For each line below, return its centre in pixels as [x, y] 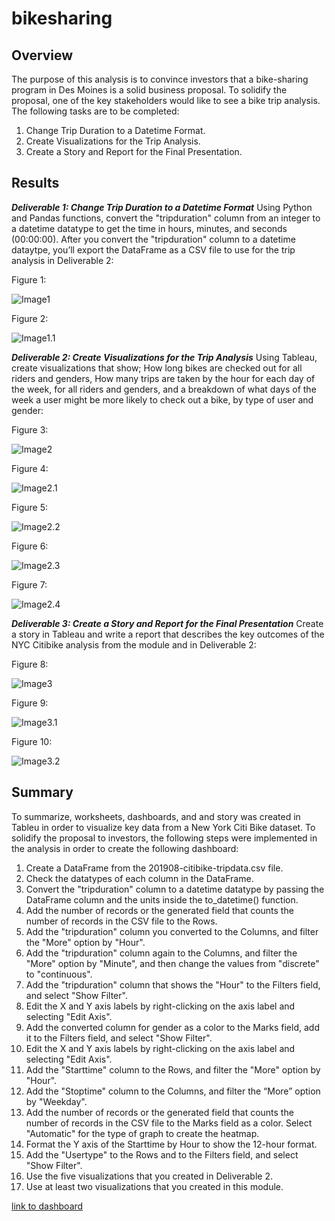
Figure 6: [30, 546]
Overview [42, 55]
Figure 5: [29, 507]
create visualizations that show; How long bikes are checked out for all [157, 368]
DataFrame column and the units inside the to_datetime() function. [162, 899]
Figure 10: [32, 741]
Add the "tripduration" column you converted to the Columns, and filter [172, 931]
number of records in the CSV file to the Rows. [121, 921]
